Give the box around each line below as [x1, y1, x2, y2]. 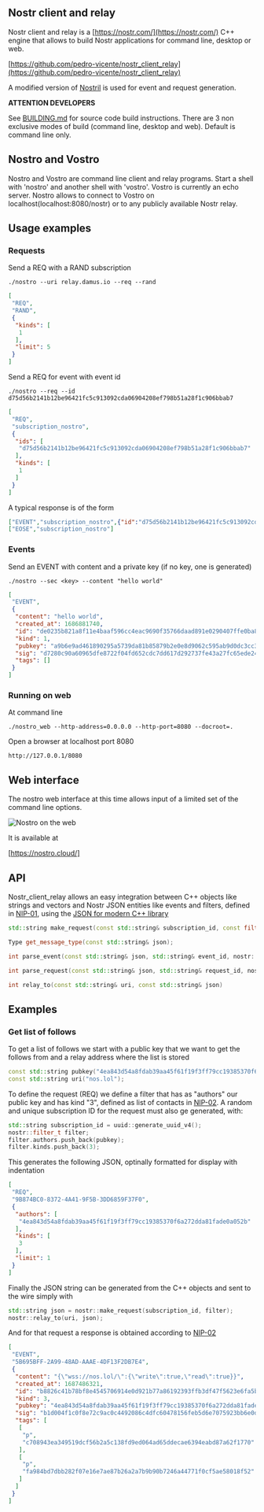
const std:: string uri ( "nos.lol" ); [8, 1074, 125, 1083]
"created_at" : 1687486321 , [15, 1380, 104, 1388]
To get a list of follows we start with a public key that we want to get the [8, 1044, 240, 1054]
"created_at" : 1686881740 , [15, 620, 104, 628]
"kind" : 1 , [15, 634, 51, 642]
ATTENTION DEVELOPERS [8, 98, 96, 107]
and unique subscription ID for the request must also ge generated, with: [8, 1106, 244, 1115]
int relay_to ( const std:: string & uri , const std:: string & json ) [8, 981, 223, 989]
